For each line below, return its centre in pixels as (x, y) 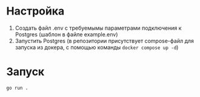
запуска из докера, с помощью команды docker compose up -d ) (97, 47)
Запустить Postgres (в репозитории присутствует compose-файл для (104, 41)
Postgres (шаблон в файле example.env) (66, 34)
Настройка (35, 11)
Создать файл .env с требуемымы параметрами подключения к (98, 28)
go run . (17, 88)
